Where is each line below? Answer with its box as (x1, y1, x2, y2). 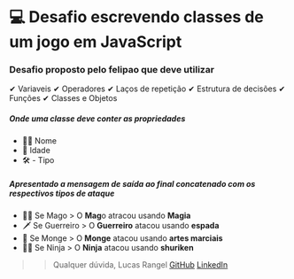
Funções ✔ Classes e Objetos (9, 93, 118, 104)
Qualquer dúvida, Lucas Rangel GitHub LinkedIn (52, 260, 228, 270)
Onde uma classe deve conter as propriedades (9, 113, 186, 124)
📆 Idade (21, 145, 50, 156)
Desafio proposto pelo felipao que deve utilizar (9, 64, 215, 76)
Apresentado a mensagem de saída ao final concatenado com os (9, 179, 256, 190)
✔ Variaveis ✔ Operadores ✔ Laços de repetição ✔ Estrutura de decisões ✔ (9, 83, 286, 94)
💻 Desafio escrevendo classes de (9, 7, 264, 27)
